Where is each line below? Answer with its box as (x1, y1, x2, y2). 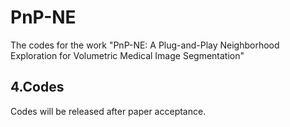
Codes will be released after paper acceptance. (10, 105, 207, 117)
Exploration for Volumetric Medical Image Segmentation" (10, 49, 245, 61)
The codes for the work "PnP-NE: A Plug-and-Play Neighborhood (10, 39, 280, 51)
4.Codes (10, 79, 65, 96)
